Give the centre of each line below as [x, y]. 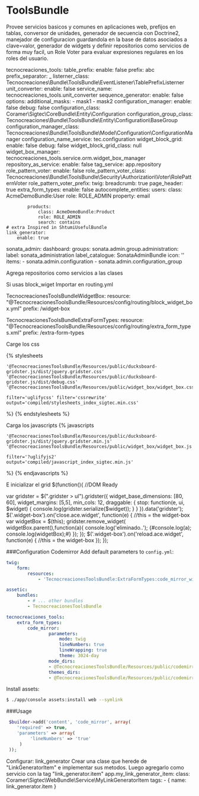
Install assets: [23, 689]
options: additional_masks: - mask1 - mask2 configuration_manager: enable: [99, 101]
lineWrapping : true [83, 650]
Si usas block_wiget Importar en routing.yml [60, 284]
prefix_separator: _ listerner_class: [48, 76]
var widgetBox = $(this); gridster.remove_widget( [66, 521]
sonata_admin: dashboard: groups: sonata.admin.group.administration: [92, 249]
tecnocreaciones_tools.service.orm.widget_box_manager [76, 158]
